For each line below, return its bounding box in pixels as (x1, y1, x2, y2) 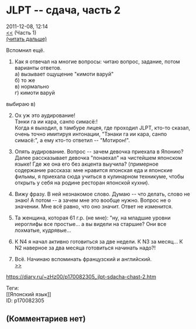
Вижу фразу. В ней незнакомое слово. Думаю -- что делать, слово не (14, 190, 190, 197)
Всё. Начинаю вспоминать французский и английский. (14, 255, 152, 262)
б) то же (14, 77, 35, 84)
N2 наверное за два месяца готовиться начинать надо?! (14, 244, 156, 251)
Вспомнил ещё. (6, 46, 45, 53)
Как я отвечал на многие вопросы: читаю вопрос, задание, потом (14, 58, 180, 65)
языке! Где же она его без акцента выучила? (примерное (14, 160, 159, 167)
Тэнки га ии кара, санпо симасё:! (14, 118, 98, 125)
